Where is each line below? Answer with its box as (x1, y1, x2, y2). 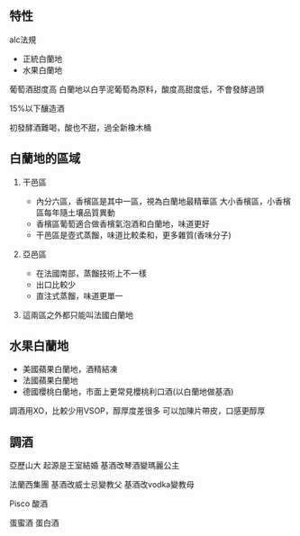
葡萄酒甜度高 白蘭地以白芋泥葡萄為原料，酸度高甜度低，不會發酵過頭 (9, 84, 264, 95)
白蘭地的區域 (9, 151, 81, 167)
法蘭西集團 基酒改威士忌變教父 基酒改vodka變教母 (9, 479, 195, 490)
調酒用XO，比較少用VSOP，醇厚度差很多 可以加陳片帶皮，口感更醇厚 (9, 405, 266, 416)
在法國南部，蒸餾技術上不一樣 (35, 268, 147, 278)
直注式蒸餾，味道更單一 (35, 290, 123, 301)
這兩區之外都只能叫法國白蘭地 (22, 309, 133, 320)
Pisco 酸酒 (9, 498, 49, 509)
